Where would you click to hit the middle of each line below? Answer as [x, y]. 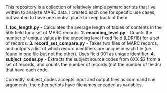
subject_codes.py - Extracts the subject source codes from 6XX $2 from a [83, 59]
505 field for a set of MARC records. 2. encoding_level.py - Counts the [79, 33]
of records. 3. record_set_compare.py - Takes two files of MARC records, [82, 43]
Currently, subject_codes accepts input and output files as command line [81, 80]
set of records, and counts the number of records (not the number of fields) [83, 65]
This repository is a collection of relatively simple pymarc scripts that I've [81, 7]
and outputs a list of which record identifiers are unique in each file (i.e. [79, 49]
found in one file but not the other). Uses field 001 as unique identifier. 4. [80, 54]
